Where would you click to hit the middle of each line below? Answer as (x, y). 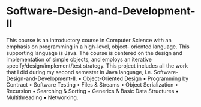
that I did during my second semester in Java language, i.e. (79, 72)
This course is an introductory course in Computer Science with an (89, 40)
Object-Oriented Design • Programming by (136, 78)
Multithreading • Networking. (42, 97)
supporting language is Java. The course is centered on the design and (94, 53)
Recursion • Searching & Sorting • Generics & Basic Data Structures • (92, 91)
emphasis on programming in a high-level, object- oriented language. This (98, 47)
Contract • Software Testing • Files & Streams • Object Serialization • (92, 84)
